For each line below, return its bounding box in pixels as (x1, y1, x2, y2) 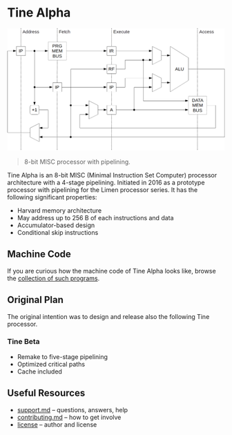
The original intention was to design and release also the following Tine (7, 312, 210, 320)
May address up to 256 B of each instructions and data (17, 213, 174, 222)
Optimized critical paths (17, 360, 85, 368)
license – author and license (17, 420, 97, 429)
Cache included (17, 367, 62, 376)
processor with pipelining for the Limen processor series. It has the (7, 185, 198, 194)
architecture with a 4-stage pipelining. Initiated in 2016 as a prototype (7, 178, 205, 186)
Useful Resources (7, 387, 86, 399)
